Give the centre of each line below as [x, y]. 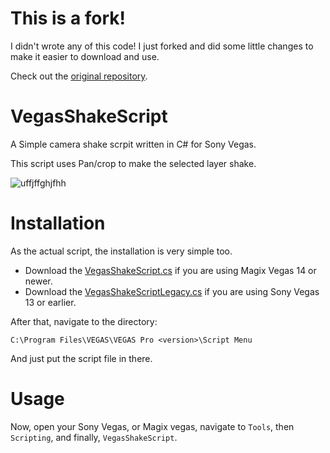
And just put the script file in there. [81, 358]
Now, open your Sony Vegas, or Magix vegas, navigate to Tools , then [152, 426]
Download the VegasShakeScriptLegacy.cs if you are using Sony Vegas [172, 291]
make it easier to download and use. [85, 56]
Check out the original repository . [79, 76]
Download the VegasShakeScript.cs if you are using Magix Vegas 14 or [170, 270]
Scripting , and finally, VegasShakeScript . [94, 437]
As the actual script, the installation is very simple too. [121, 251]
